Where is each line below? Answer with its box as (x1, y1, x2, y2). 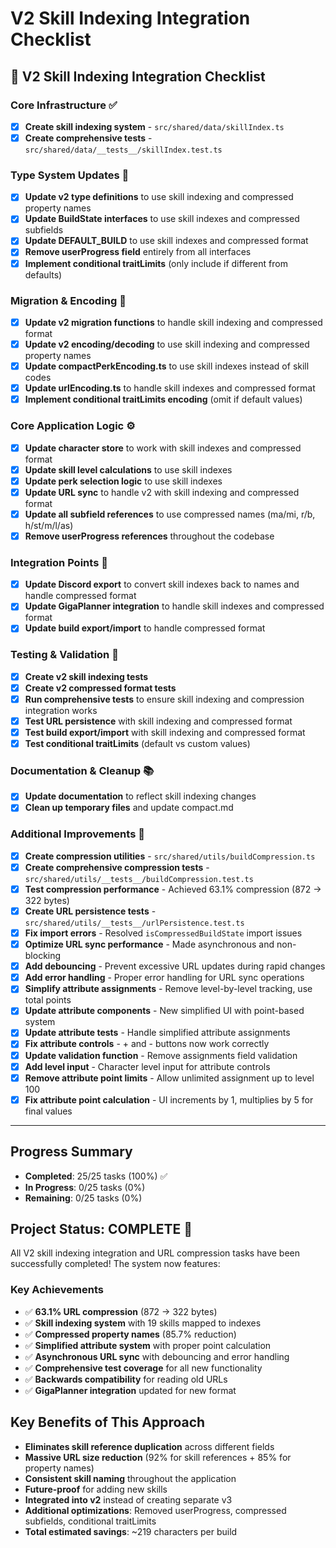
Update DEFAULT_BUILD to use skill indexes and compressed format (24, 235, 309, 247)
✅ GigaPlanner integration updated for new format (24, 1384, 237, 1396)
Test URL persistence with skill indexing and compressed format (24, 715, 293, 727)
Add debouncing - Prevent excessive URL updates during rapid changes (24, 960, 326, 972)
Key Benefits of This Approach (10, 1414, 206, 1431)
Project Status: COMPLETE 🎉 (10, 1220, 193, 1237)
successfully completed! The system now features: (10, 1258, 221, 1270)
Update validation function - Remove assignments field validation (24, 1049, 298, 1061)
